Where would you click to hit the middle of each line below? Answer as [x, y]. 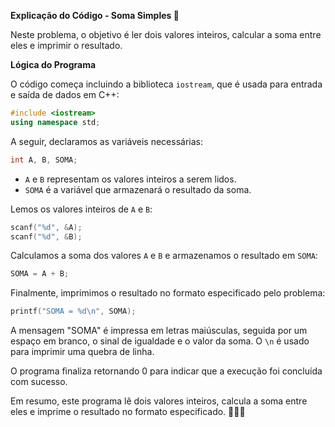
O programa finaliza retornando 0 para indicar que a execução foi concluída [166, 371]
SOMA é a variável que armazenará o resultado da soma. [138, 189]
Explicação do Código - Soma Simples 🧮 [95, 15]
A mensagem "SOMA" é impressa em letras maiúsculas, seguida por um [159, 331]
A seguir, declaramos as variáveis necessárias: [106, 141]
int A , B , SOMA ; [44, 160]
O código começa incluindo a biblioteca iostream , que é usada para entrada [166, 84]
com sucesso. [39, 382]
